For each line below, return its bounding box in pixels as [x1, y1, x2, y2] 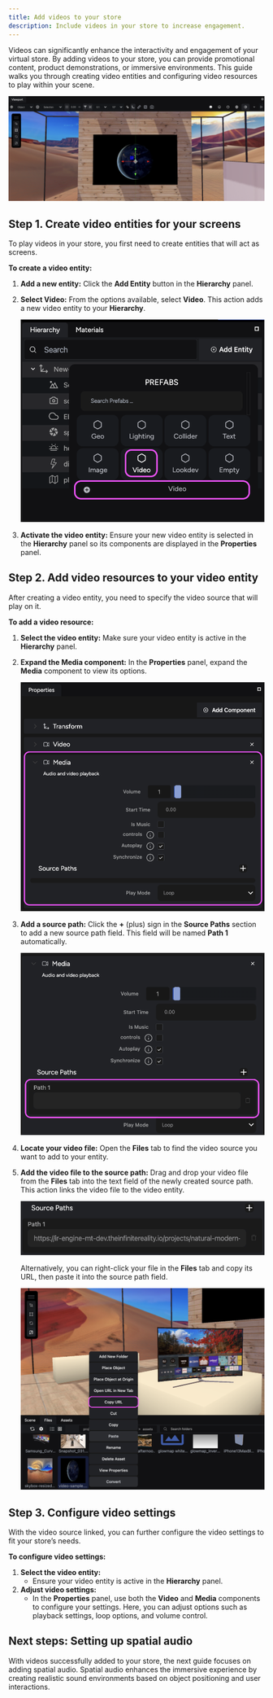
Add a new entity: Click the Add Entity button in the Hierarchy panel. [19, 279, 253, 289]
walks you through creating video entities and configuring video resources [8, 71, 258, 81]
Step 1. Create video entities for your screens [8, 217, 241, 231]
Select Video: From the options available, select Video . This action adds [19, 295, 263, 304]
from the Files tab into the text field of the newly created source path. [19, 1176, 253, 1186]
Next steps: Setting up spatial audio [8, 1635, 193, 1648]
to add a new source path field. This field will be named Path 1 [19, 928, 229, 938]
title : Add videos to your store [8, 13, 122, 21]
